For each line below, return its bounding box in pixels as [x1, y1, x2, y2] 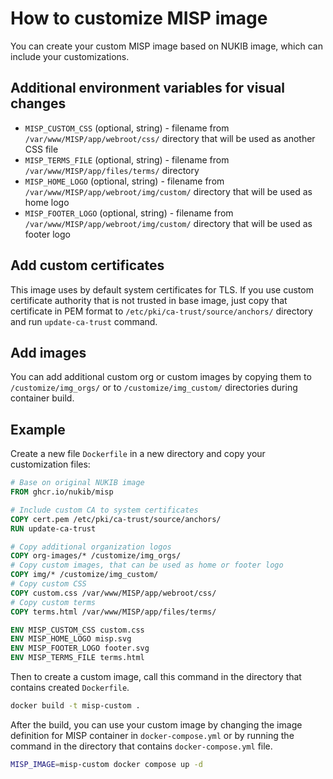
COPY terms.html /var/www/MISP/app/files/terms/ [10, 607, 217, 617]
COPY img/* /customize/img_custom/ [10, 570, 159, 580]
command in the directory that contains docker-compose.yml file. [10, 740, 273, 752]
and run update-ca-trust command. [10, 315, 158, 327]
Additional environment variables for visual [10, 80, 286, 97]
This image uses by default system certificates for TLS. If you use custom [10, 283, 314, 296]
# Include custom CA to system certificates [10, 505, 199, 515]
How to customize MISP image [10, 7, 268, 30]
